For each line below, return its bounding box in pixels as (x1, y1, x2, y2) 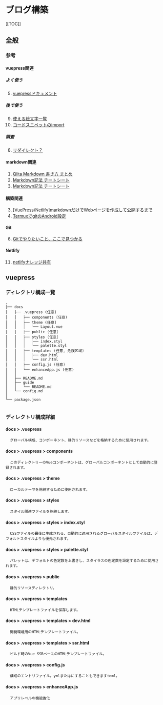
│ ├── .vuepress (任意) (5, 310, 57, 315)
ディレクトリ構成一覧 (5, 289, 56, 296)
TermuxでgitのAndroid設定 (12, 213, 66, 219)
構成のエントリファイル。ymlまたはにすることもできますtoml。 (10, 674, 120, 679)
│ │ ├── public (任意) (5, 330, 59, 335)
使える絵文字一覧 (12, 116, 47, 121)
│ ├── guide (5, 380, 35, 385)
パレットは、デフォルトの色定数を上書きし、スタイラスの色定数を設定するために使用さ (10, 558, 159, 564)
